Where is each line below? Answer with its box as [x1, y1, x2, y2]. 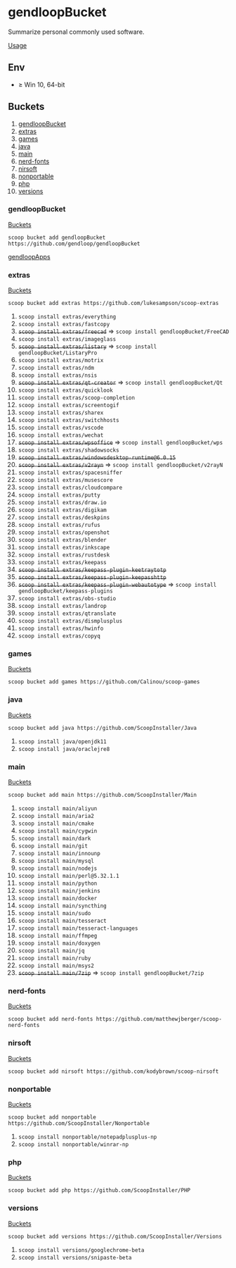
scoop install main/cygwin [18, 828, 98, 835]
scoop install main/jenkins [18, 888, 100, 895]
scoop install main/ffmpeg [18, 933, 98, 940]
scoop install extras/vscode [18, 424, 104, 432]
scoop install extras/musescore [18, 477, 113, 484]
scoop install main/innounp [18, 850, 100, 857]
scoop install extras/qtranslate [18, 610, 117, 617]
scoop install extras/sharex [18, 409, 104, 416]
